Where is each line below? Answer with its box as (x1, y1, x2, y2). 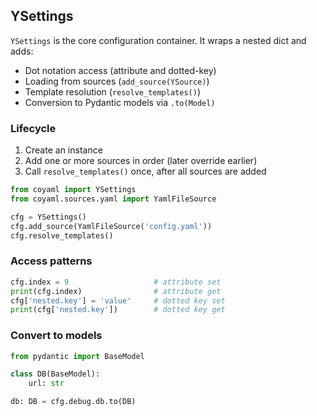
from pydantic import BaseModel (10, 351, 145, 361)
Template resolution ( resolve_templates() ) (24, 85, 202, 98)
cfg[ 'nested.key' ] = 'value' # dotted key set (10, 295, 226, 306)
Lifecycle (10, 121, 57, 135)
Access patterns (10, 254, 93, 268)
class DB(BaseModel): (10, 369, 101, 379)
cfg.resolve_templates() (10, 230, 114, 241)
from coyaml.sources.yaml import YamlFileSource (10, 194, 217, 204)
